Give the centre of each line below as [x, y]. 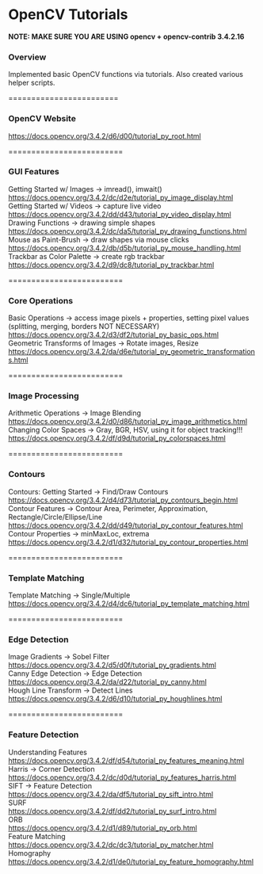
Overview [27, 57]
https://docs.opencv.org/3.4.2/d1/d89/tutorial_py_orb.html [103, 828]
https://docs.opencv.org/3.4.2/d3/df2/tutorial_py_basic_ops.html [114, 335]
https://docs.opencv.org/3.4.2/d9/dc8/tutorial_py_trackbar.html [111, 265]
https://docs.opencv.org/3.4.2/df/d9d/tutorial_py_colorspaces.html [117, 438]
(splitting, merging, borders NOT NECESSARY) [84, 326]
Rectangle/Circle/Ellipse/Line [55, 517]
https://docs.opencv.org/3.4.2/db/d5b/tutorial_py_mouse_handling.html [125, 248]
